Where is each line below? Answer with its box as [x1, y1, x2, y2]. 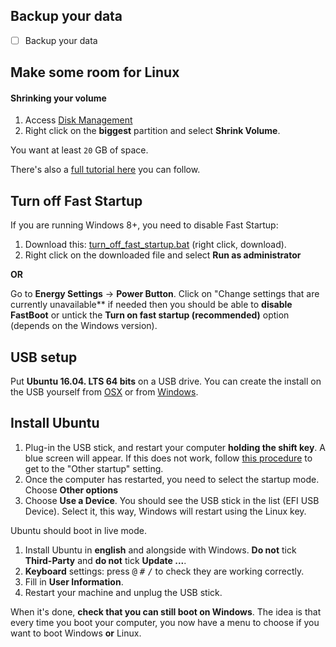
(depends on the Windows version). [10, 320, 158, 332]
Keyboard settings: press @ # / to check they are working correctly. [24, 565, 305, 577]
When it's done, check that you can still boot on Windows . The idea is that [10, 605, 322, 618]
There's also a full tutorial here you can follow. [10, 164, 201, 176]
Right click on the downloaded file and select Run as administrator [24, 249, 302, 261]
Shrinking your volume [10, 92, 107, 104]
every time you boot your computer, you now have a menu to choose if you [10, 616, 320, 628]
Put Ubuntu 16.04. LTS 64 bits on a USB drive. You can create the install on [10, 375, 322, 388]
